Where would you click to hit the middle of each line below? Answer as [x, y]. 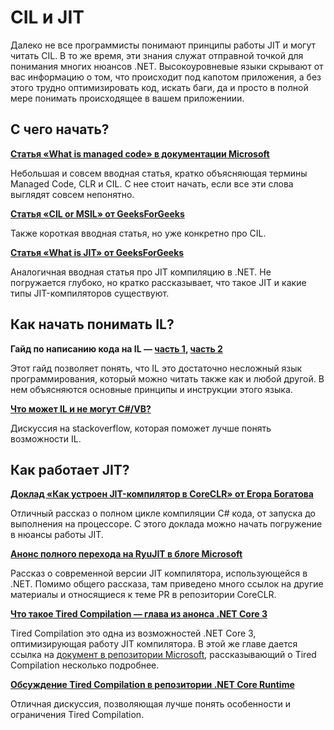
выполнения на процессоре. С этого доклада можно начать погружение [166, 524]
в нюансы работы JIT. [57, 535]
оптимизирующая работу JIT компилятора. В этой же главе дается [154, 644]
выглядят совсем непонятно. [72, 194]
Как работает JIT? [70, 469]
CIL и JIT [47, 17]
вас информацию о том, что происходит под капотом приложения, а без [166, 77]
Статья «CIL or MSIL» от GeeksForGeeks [97, 213]
